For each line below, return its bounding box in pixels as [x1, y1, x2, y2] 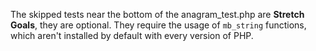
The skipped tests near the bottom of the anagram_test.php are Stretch [10, 9, 305, 20]
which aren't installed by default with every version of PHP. [10, 30, 254, 41]
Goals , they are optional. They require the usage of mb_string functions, [10, 19, 307, 31]
